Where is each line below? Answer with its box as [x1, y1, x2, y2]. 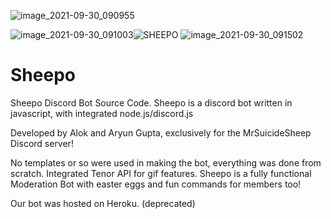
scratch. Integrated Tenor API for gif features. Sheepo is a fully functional [10, 167, 312, 179]
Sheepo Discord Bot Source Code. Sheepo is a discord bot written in [10, 96, 293, 109]
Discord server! [10, 137, 74, 149]
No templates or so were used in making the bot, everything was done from [10, 156, 322, 169]
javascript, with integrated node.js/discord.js [10, 107, 194, 119]
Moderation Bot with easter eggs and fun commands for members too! [10, 178, 302, 190]
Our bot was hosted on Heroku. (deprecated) [10, 197, 196, 209]
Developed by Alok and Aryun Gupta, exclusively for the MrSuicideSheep [10, 126, 312, 139]
